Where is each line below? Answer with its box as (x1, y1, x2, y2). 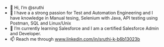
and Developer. (9, 31, 41, 36)
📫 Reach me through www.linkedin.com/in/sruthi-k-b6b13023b (9, 36, 140, 42)
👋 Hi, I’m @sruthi (9, 5, 44, 10)
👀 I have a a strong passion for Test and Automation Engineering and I (9, 10, 153, 16)
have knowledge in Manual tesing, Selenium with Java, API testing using (9, 15, 158, 21)
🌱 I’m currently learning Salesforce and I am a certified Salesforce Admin (9, 25, 159, 31)
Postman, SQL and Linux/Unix (9, 20, 71, 26)
